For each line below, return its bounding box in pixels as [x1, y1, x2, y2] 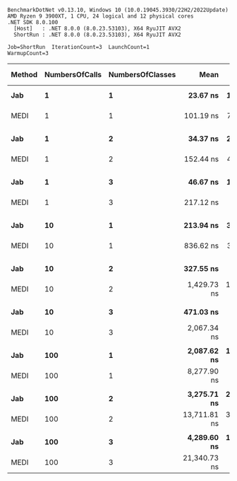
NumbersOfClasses [108, 70, 176, 79]
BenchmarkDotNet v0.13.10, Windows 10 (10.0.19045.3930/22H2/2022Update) [7, 6, 229, 13]
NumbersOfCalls [44, 70, 102, 79]
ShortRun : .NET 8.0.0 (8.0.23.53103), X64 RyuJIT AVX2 [13, 31, 181, 38]
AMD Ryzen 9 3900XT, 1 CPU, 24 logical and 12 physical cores [7, 13, 194, 20]
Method [11, 70, 38, 79]
